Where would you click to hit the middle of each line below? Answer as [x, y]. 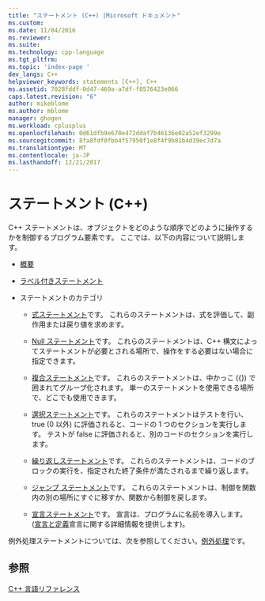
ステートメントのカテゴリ [61, 298]
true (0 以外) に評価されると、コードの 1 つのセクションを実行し [135, 425]
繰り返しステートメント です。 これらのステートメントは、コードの [140, 461]
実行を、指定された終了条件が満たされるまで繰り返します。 [156, 471]
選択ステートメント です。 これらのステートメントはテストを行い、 [140, 414]
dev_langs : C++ [33, 74]
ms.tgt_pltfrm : [33, 60]
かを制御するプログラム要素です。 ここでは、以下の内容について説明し [123, 237]
